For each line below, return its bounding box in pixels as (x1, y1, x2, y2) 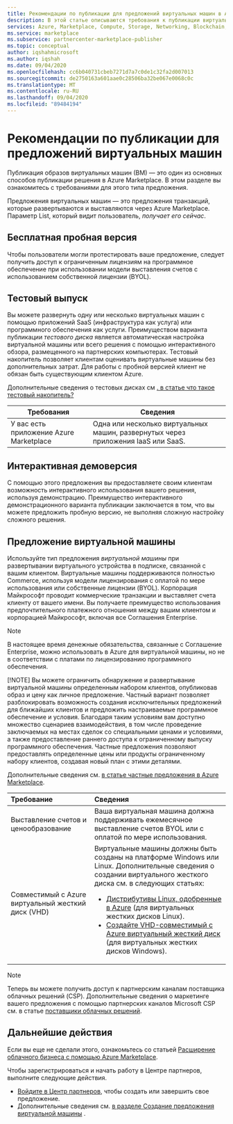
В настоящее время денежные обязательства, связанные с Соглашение (7, 641, 223, 649)
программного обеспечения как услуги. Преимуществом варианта (7, 326, 208, 334)
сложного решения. (7, 515, 67, 524)
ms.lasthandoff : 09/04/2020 (7, 95, 89, 102)
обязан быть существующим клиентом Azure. (7, 370, 144, 378)
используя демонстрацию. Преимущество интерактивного (7, 493, 183, 501)
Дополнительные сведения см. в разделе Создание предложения (17, 1102, 215, 1110)
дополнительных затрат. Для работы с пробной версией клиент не (7, 362, 207, 371)
